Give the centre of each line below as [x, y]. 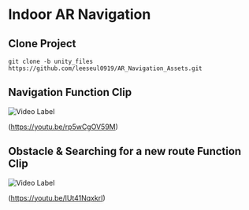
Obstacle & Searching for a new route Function [125, 151]
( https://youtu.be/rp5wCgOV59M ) [63, 127]
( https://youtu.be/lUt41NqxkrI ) [57, 197]
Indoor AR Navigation [80, 15]
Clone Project [42, 44]
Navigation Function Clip [70, 92]
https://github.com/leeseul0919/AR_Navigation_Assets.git [105, 68]
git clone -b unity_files [50, 61]
